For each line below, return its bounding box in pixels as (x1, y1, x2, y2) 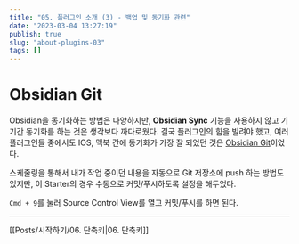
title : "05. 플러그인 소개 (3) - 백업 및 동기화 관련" (9, 12, 190, 22)
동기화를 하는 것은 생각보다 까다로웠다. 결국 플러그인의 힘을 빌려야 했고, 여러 (25, 126, 289, 137)
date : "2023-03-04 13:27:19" (9, 21, 117, 30)
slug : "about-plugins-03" (9, 37, 105, 47)
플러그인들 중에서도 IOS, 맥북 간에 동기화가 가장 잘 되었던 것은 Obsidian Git (9, 137, 271, 148)
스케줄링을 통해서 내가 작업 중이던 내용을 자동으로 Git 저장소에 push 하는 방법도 (9, 167, 285, 178)
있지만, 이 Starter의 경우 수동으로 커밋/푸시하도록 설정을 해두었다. (9, 179, 237, 190)
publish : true (9, 29, 62, 38)
